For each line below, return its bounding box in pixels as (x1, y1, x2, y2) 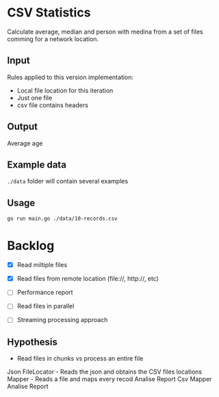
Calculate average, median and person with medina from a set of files (7, 27, 203, 36)
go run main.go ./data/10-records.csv (7, 215, 118, 223)
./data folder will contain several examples (7, 177, 129, 185)
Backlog (7, 238, 55, 253)
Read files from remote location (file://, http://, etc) (16, 275, 159, 283)
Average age (7, 139, 43, 147)
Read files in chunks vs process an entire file (16, 354, 144, 363)
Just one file (16, 93, 53, 102)
